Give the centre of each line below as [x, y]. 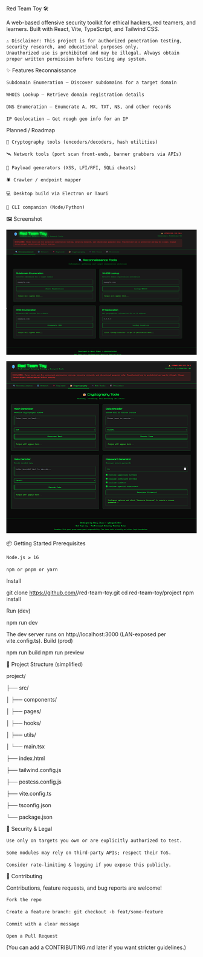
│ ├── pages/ [24, 711]
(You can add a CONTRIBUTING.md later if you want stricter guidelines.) [96, 947]
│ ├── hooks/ [24, 723]
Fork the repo [24, 899]
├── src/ [18, 688]
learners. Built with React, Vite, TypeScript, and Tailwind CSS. [83, 29]
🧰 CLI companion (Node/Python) [46, 207]
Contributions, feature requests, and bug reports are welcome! [84, 888]
